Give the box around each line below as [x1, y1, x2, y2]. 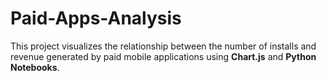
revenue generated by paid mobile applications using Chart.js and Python [10, 50, 317, 62]
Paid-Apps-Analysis [10, 7, 182, 30]
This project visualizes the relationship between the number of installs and [10, 40, 317, 52]
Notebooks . [10, 61, 60, 73]
